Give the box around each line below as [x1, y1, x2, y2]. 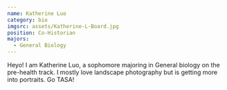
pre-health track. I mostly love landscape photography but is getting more [7, 68, 218, 76]
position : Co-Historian [7, 29, 76, 36]
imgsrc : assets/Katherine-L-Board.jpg [7, 23, 119, 30]
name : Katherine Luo [7, 10, 67, 17]
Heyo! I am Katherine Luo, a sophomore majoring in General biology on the [7, 61, 220, 69]
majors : [7, 36, 30, 43]
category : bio [7, 16, 48, 23]
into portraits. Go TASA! [7, 76, 75, 83]
